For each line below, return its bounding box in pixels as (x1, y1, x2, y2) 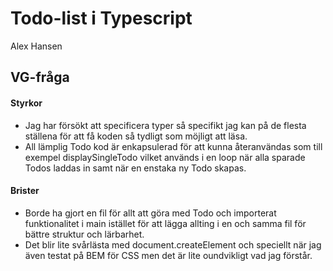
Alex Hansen (10, 40, 63, 52)
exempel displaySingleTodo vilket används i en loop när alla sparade (24, 151, 306, 163)
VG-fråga (10, 69, 70, 86)
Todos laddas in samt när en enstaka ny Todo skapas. (24, 162, 247, 174)
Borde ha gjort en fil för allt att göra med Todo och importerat (24, 207, 277, 219)
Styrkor (10, 97, 43, 109)
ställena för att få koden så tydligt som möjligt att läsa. (24, 130, 248, 142)
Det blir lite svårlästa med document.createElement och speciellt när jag (24, 238, 322, 251)
